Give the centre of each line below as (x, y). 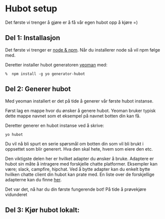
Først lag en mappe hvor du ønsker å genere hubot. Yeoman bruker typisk (81, 110)
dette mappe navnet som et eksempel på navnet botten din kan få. (73, 116)
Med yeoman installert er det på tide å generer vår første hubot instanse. (79, 101)
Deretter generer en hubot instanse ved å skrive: (55, 125)
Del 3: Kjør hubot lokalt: (42, 210)
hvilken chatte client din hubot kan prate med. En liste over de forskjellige (80, 174)
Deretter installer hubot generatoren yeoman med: (56, 64)
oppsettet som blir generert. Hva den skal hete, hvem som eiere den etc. (79, 149)
